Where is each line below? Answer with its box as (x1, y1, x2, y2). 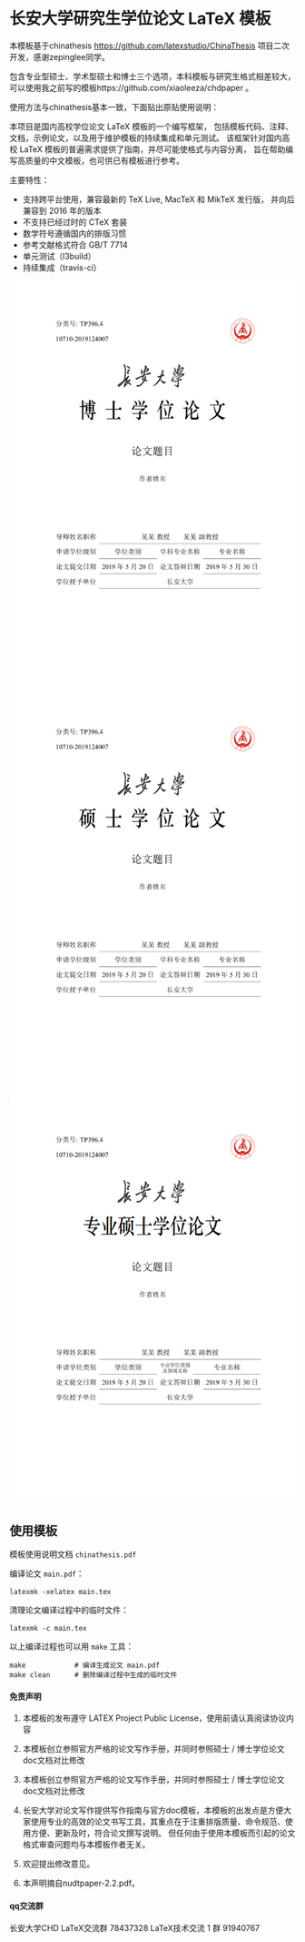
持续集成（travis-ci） (22, 261, 102, 273)
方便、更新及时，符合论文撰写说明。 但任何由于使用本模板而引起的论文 (30, 1827, 296, 1839)
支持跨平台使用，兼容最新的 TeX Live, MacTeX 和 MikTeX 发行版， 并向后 (22, 193, 295, 205)
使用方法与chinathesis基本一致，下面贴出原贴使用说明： (9, 101, 220, 112)
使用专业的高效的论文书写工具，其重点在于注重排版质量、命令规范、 (30, 1816, 286, 1827)
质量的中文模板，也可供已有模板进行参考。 (25, 155, 184, 166)
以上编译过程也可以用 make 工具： (9, 1641, 134, 1652)
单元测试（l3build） (22, 250, 97, 261)
